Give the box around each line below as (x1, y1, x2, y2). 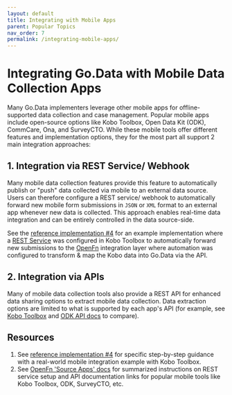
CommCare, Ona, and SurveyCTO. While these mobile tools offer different (7, 125, 218, 134)
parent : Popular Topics (7, 23, 76, 30)
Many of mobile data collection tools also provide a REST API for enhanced (7, 289, 221, 298)
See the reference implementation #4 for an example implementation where (7, 229, 224, 237)
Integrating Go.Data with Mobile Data (7, 66, 225, 82)
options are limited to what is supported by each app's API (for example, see (7, 304, 225, 313)
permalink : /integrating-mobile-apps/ (7, 36, 119, 43)
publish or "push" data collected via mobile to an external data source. (7, 186, 208, 194)
